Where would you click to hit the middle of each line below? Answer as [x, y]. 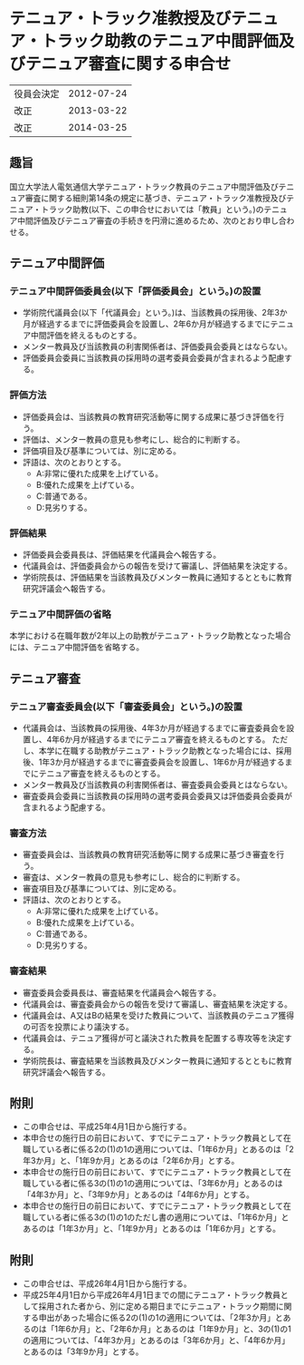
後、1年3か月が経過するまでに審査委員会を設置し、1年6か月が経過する [153, 762]
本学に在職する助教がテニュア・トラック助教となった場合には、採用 [165, 751]
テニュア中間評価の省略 [60, 614]
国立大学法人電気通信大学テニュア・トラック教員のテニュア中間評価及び [144, 186]
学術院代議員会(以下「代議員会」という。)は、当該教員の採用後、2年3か [155, 313]
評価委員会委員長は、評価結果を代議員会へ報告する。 [122, 555]
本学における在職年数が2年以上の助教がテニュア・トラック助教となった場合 [150, 636]
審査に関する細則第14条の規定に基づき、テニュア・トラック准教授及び [156, 198]
